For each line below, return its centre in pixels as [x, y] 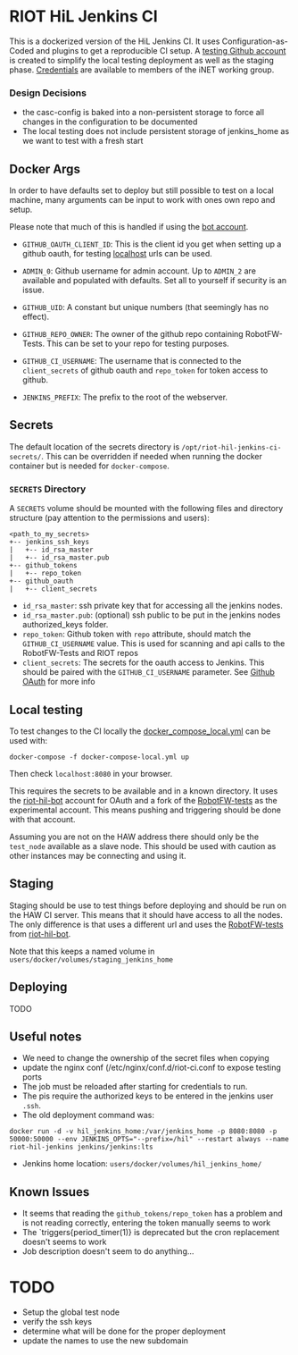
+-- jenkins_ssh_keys [50, 543]
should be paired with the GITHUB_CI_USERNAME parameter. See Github [148, 672]
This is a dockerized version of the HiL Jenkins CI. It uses [115, 41]
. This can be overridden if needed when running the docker [152, 456]
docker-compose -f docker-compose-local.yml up [99, 757]
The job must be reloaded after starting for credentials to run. [135, 1087]
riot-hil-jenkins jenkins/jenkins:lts [81, 1147]
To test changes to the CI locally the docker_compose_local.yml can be [140, 731]
